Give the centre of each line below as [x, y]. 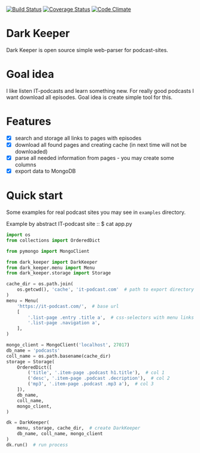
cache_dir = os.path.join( [40, 284]
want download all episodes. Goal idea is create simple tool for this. [89, 97]
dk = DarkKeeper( [28, 422]
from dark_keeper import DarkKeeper [52, 262]
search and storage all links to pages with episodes [78, 138]
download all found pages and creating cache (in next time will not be [101, 144]
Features [29, 121]
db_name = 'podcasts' [33, 351]
